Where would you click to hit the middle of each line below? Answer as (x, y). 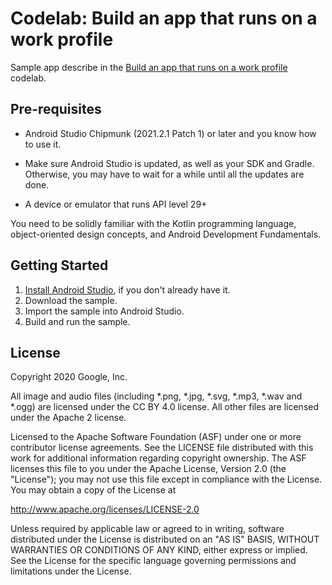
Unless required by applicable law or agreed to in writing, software (147, 529)
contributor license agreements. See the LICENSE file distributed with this (162, 448)
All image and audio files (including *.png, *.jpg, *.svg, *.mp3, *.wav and (156, 396)
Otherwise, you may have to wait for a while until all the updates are (164, 174)
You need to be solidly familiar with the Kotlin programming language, (153, 223)
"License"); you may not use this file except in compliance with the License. (166, 479)
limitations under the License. (71, 571)
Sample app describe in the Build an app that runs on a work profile (149, 67)
